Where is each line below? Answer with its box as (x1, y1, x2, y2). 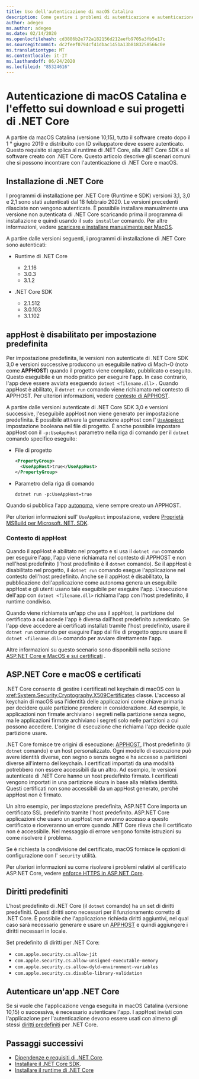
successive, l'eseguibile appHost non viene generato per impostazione (6, 410, 179, 417)
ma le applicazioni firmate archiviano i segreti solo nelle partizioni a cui (6, 717, 179, 724)
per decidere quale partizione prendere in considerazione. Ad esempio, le (6, 704, 186, 711)
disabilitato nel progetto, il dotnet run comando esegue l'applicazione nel (6, 566, 185, 573)
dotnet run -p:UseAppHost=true (14, 491, 92, 497)
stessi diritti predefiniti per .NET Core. (6, 1021, 98, 1028)
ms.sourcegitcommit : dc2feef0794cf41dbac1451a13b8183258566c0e (6, 42, 166, 48)
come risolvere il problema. (6, 834, 73, 841)
